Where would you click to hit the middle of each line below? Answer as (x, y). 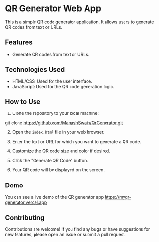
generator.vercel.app (26, 202)
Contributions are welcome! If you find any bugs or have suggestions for (78, 229)
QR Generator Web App (53, 9)
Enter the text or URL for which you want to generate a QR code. (77, 142)
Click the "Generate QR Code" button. (50, 161)
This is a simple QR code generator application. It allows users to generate (79, 22)
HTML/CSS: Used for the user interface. (52, 81)
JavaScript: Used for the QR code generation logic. (63, 86)
